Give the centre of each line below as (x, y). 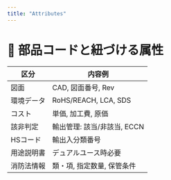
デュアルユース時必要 (87, 152)
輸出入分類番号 (77, 140)
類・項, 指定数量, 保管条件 (94, 165)
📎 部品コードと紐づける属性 (85, 50)
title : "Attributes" (37, 14)
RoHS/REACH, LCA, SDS (92, 100)
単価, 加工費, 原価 (80, 113)
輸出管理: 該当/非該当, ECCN (98, 126)
